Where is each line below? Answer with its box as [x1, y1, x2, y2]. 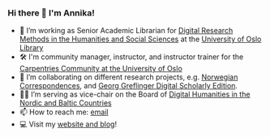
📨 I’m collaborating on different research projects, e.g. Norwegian [19, 72, 238, 82]
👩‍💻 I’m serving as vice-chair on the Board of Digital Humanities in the [19, 89, 251, 100]
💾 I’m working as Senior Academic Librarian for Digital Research [19, 26, 234, 36]
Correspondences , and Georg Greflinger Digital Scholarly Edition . [19, 81, 238, 91]
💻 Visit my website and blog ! [19, 119, 118, 129]
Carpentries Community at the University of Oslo [19, 64, 183, 74]
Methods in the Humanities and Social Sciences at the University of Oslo [19, 34, 262, 44]
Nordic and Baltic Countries [19, 98, 112, 108]
